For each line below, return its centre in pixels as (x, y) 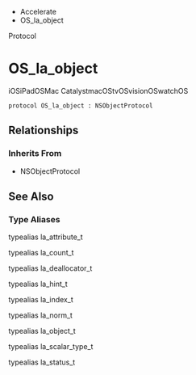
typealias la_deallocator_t (50, 268)
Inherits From (35, 154)
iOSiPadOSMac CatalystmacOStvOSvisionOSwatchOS (98, 91)
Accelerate (38, 12)
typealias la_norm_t (40, 315)
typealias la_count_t (41, 253)
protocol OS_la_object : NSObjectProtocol (81, 105)
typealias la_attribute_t (46, 237)
